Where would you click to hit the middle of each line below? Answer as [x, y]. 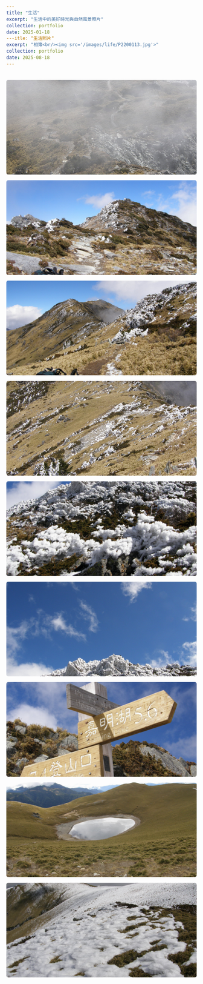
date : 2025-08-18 [28, 58]
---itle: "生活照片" [30, 38]
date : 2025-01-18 [28, 32]
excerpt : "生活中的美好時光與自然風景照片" [55, 19]
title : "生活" [23, 13]
